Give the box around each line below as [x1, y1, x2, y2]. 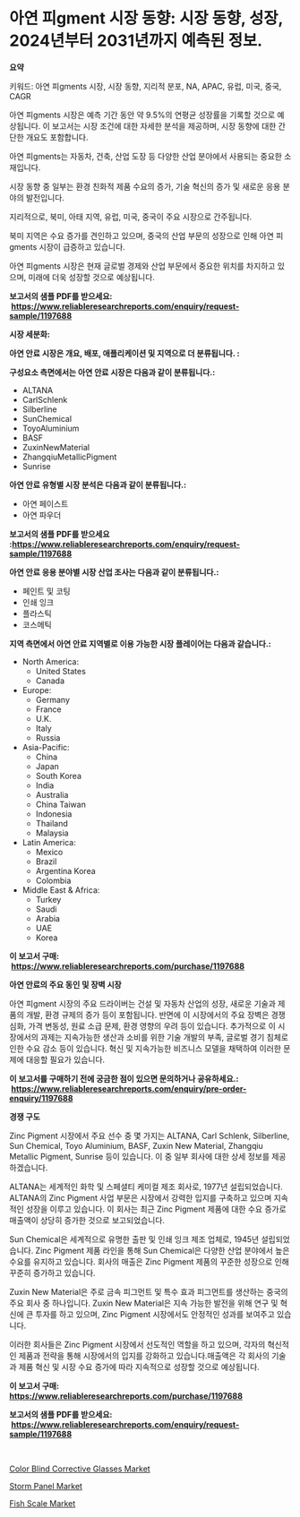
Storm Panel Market [9, 1480, 83, 1491]
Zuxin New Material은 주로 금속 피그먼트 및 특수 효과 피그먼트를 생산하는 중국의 [9, 1286, 288, 1297]
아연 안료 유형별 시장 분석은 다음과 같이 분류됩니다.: [9, 479, 186, 490]
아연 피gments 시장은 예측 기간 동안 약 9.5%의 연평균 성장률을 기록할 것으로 [9, 109, 276, 120]
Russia [35, 732, 61, 743]
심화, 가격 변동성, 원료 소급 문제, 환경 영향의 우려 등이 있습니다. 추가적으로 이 [9, 1020, 276, 1031]
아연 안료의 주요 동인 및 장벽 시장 [9, 979, 123, 990]
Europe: [21, 684, 52, 695]
